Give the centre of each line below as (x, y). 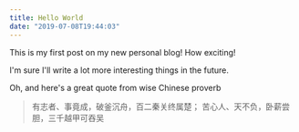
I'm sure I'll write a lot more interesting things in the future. (119, 70)
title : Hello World (46, 18)
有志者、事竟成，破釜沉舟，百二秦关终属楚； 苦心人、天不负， (149, 107)
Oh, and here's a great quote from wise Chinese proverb (115, 87)
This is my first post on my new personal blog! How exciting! (123, 52)
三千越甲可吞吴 (76, 117)
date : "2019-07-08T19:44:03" (65, 26)
